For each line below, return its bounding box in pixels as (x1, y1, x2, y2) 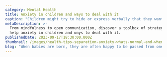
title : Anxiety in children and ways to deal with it (5, 12, 119, 17)
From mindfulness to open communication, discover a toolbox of (9, 26, 146, 31)
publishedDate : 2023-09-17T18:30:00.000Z (5, 35, 92, 40)
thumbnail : (5, 40, 28, 45)
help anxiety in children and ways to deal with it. (9, 30, 121, 35)
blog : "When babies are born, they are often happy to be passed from (5, 44, 155, 49)
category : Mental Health (5, 7, 57, 12)
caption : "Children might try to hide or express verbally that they (5, 16, 153, 21)
